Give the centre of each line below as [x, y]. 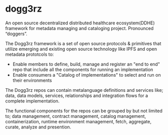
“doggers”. [16, 33]
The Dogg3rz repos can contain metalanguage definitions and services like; [84, 90]
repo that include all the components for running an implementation [83, 70]
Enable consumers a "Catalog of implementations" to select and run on [87, 75]
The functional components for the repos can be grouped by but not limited [84, 111]
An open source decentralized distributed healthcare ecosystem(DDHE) [80, 23]
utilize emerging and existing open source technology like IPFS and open [81, 49]
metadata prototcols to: [30, 54]
